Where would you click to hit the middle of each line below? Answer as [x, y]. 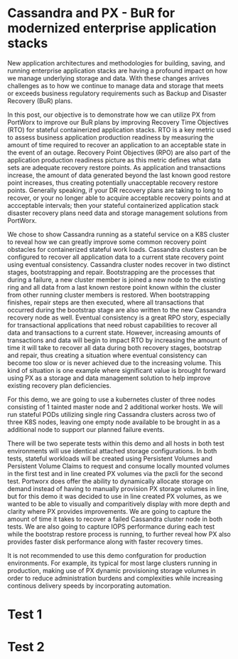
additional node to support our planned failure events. [86, 429]
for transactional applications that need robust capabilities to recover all [113, 325]
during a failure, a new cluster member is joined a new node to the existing [117, 280]
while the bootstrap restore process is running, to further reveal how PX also [119, 534]
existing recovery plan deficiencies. [59, 385]
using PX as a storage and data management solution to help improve [109, 378]
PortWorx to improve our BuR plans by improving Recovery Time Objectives [118, 122]
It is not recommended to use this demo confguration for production [107, 555]
